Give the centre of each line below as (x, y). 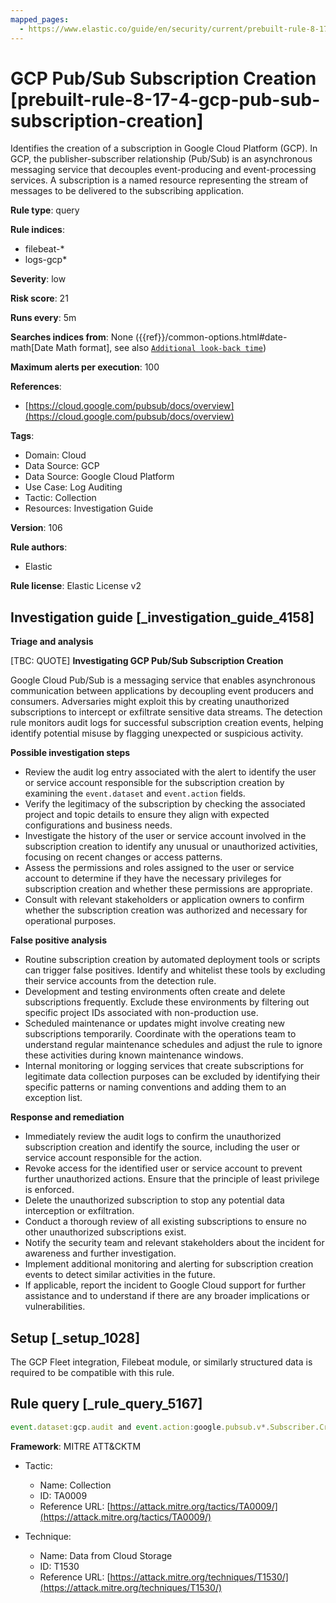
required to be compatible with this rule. (92, 1373)
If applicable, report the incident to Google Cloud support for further (165, 1285)
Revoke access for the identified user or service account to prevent (163, 1168)
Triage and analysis (52, 642)
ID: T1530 (59, 1566)
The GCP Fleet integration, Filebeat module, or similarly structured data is (161, 1362)
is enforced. (49, 1190)
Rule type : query (45, 210)
